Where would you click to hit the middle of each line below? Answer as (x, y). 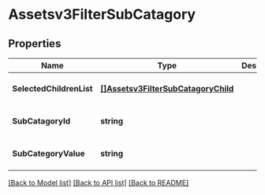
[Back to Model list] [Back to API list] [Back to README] (99, 183)
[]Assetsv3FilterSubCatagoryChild (167, 88)
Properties (35, 44)
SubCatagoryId (41, 121)
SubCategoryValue (49, 153)
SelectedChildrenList (52, 88)
